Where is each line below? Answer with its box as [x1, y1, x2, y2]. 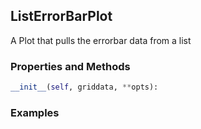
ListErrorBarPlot [10, 8, 113, 25]
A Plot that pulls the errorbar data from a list [10, 34, 192, 46]
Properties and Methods [10, 59, 131, 73]
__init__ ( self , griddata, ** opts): [10, 82, 159, 93]
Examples [10, 105, 60, 119]
